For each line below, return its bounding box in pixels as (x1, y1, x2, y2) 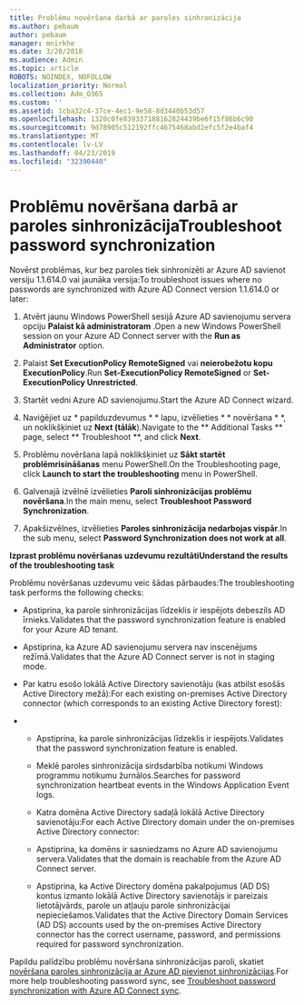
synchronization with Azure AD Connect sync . (9, 985, 181, 996)
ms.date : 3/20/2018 (9, 47, 83, 56)
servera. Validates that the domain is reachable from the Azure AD (35, 853, 281, 864)
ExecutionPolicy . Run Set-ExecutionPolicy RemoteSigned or (22, 367, 251, 378)
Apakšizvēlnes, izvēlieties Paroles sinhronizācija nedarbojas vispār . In (22, 523, 288, 534)
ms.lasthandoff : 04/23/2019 (9, 148, 116, 157)
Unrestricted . (86, 377, 139, 388)
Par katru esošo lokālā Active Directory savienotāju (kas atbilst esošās (22, 679, 286, 690)
